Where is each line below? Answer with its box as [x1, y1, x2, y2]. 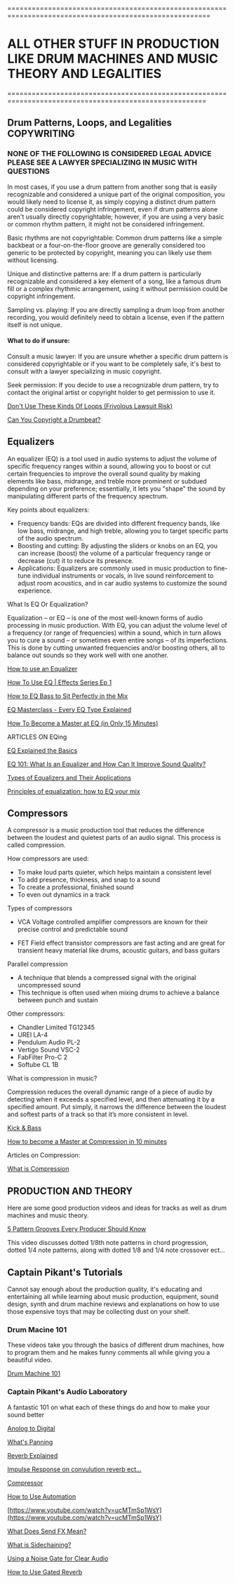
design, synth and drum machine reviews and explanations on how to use [7, 1300, 220, 1308]
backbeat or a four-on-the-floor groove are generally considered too [7, 240, 206, 250]
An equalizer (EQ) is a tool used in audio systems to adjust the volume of [7, 454, 217, 463]
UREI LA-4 [17, 1030, 48, 1039]
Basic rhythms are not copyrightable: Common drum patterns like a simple [7, 233, 222, 242]
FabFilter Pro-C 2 [17, 1053, 68, 1061]
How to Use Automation [7, 1492, 76, 1501]
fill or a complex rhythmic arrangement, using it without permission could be [7, 284, 228, 292]
